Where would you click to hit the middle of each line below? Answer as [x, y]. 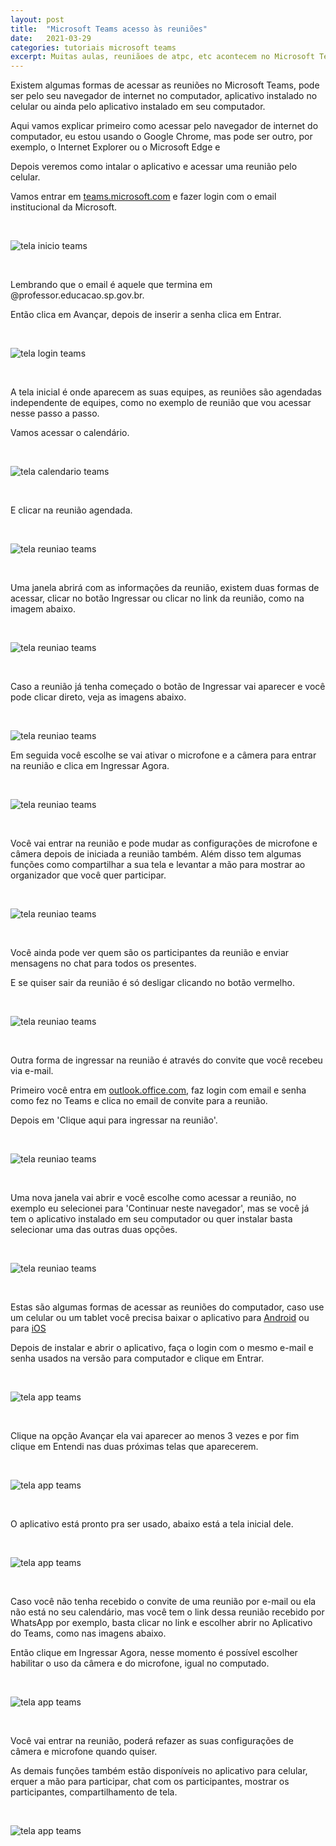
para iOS [28, 1328]
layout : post [37, 19]
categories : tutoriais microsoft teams [93, 47]
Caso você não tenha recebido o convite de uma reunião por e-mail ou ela [163, 1602]
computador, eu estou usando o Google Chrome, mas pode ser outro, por [161, 137]
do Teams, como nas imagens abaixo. [88, 1633]
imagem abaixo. [43, 609]
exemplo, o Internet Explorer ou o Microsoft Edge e [115, 147]
